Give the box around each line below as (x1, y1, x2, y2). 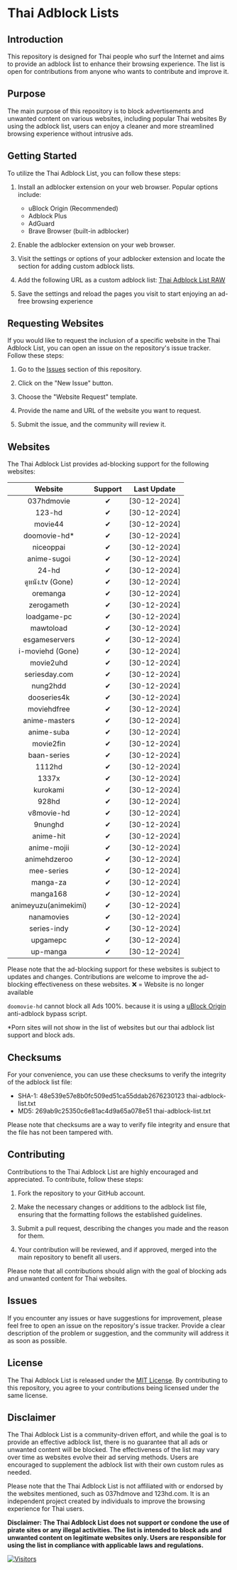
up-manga (31, 947, 67, 957)
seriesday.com (24, 670, 74, 680)
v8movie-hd (28, 808, 70, 818)
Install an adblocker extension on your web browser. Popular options (17, 183, 219, 191)
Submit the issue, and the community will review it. (17, 420, 167, 429)
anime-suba (28, 727, 70, 737)
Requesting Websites (7, 318, 104, 330)
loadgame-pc (26, 612, 72, 621)
